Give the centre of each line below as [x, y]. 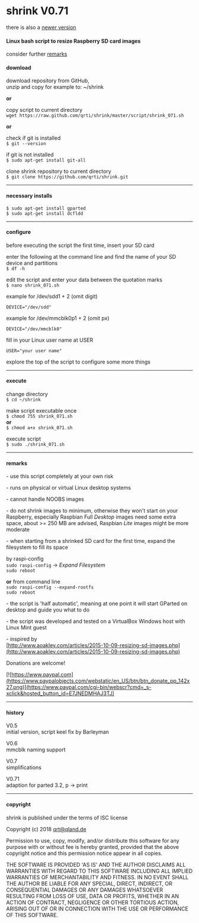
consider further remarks [37, 54]
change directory [27, 394]
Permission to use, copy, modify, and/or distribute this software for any [93, 840]
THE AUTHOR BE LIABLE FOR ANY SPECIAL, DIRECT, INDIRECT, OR [89, 883]
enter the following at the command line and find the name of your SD [91, 256]
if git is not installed [30, 155]
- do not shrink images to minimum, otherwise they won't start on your [92, 511]
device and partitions [32, 263]
